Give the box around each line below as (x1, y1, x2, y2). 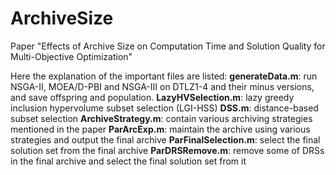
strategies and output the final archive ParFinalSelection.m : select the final (10, 133, 321, 146)
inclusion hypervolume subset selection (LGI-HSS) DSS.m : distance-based (10, 102, 319, 114)
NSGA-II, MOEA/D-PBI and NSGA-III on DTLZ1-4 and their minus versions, (10, 80, 315, 92)
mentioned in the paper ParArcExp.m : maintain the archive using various (10, 123, 311, 135)
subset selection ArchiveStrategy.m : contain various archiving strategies (10, 112, 313, 124)
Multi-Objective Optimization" (10, 50, 133, 62)
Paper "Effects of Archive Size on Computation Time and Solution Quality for (10, 40, 326, 52)
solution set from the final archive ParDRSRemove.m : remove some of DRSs (10, 144, 325, 156)
